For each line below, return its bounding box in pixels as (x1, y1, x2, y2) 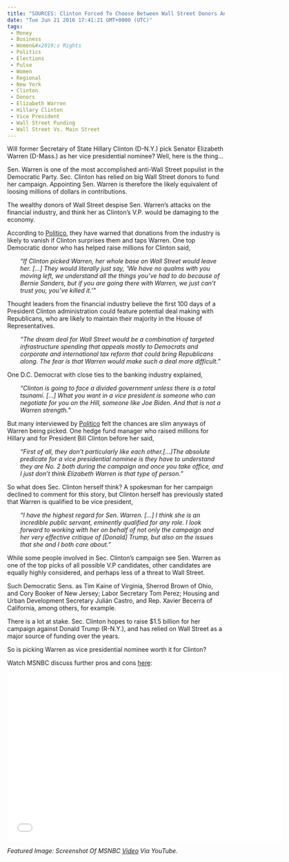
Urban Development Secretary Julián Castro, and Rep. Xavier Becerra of (7, 597, 212, 605)
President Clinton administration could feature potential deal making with (7, 307, 214, 315)
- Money (10, 29, 32, 37)
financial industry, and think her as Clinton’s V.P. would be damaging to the (7, 208, 219, 216)
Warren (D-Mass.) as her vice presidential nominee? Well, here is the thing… (7, 152, 224, 160)
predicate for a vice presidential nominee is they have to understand (20, 455, 215, 463)
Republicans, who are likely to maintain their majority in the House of (7, 315, 202, 323)
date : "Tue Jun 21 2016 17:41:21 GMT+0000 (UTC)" (7, 17, 153, 24)
